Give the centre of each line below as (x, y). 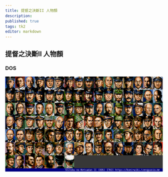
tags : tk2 (15, 26)
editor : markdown (23, 32)
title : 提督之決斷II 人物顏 (31, 10)
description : (19, 16)
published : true (22, 21)
